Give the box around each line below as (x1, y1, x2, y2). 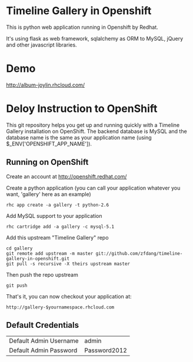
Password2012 (84, 346, 128, 354)
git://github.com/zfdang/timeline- (95, 250, 183, 257)
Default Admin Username (9, 337, 79, 345)
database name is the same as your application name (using (6, 134, 152, 141)
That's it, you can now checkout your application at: (6, 293, 132, 300)
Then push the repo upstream (6, 271, 78, 278)
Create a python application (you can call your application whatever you (6, 184, 181, 191)
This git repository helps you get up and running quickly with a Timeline (6, 121, 180, 128)
